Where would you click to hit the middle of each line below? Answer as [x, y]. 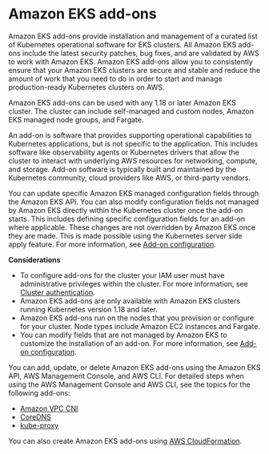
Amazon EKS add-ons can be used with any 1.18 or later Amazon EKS [122, 102]
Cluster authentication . [57, 292]
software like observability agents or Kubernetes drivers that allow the [124, 152]
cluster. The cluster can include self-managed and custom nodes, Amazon [131, 111]
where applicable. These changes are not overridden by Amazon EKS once [132, 227]
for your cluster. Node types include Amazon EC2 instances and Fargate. [140, 326]
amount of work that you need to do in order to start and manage [115, 78]
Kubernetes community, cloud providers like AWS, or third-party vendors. [129, 178]
